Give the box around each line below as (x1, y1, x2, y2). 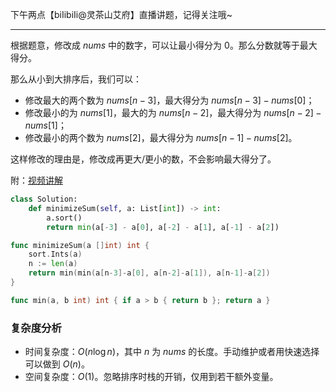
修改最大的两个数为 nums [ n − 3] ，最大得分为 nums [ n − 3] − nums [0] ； (24, 94, 315, 106)
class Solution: (10, 194, 78, 204)
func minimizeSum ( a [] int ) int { (10, 240, 150, 250)
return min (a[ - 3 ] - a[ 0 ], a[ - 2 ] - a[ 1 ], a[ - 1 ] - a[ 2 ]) (46, 222, 280, 232)
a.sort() (46, 213, 83, 223)
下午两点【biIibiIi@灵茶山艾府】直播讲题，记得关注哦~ (10, 9, 233, 20)
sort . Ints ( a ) (28, 249, 83, 260)
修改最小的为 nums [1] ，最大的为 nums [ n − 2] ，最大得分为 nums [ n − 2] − (24, 107, 322, 118)
